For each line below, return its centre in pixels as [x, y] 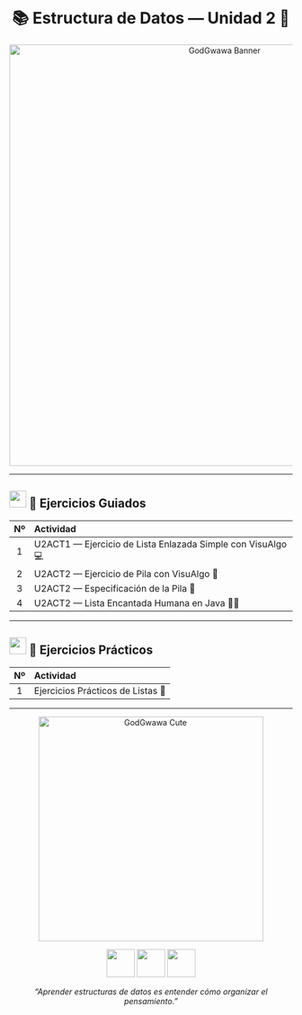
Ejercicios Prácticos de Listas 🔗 [100, 690]
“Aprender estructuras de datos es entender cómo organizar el [151, 992]
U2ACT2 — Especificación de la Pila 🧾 [115, 588]
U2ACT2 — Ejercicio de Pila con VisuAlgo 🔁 [126, 574]
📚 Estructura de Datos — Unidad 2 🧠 [151, 18]
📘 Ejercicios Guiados [87, 504]
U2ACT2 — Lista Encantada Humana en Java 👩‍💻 [137, 602]
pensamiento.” [151, 1001]
